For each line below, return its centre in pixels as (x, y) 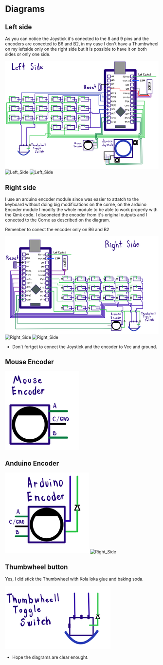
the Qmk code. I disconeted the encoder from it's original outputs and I (76, 215)
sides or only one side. (28, 54)
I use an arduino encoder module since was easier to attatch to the (72, 199)
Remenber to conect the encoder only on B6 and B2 (57, 230)
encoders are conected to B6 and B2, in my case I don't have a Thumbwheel (82, 44)
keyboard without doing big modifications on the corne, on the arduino (76, 205)
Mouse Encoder (30, 362)
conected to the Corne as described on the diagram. (58, 220)
